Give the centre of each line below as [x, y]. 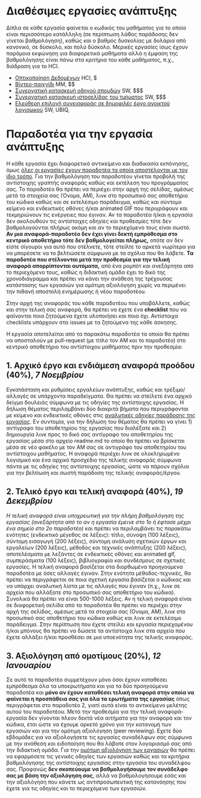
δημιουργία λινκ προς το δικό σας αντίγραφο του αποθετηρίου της [90, 434]
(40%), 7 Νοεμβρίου [45, 375]
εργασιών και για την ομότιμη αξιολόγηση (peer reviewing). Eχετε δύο [94, 731]
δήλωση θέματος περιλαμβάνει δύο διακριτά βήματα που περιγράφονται [97, 409]
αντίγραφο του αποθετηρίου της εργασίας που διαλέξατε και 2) [86, 428]
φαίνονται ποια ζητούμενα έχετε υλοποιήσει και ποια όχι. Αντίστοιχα [92, 316]
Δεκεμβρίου [29, 501]
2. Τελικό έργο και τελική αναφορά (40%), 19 [94, 492]
